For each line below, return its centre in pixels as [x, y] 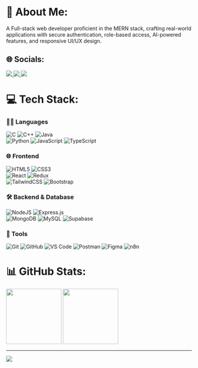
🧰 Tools [17, 234]
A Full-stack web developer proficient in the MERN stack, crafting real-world [99, 28]
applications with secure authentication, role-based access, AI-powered [94, 34]
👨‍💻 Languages [27, 121]
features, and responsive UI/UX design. [54, 41]
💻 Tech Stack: [42, 99]
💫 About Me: [37, 12]
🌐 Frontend [23, 156]
